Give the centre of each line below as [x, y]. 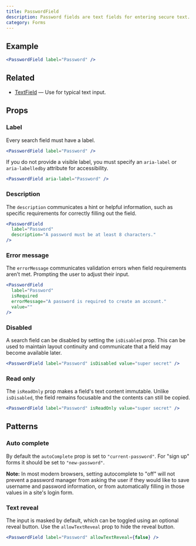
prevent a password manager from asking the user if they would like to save [98, 480]
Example [22, 46]
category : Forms [26, 22]
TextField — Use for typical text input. [60, 92]
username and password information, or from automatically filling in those [95, 486]
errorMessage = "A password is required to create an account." [89, 302]
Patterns [22, 427]
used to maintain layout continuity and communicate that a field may [89, 346]
